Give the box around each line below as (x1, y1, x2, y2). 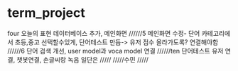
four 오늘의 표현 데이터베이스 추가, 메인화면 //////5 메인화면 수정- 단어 (7, 29, 200, 37)
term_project (7, 5, 85, 21)
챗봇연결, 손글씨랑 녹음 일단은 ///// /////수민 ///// (16, 55, 149, 64)
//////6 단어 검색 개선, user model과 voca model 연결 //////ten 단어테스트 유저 (7, 46, 224, 55)
